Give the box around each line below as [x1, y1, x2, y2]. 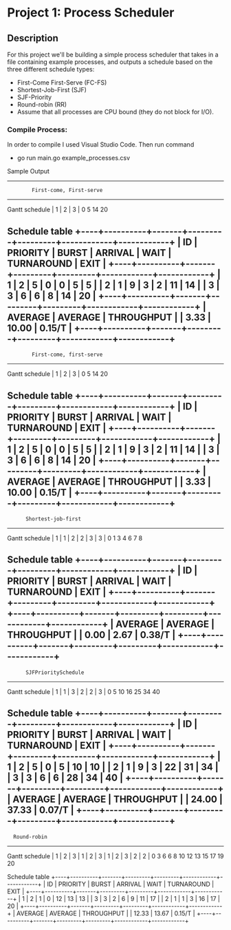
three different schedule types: [7, 65, 95, 73]
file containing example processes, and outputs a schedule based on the [7, 58, 213, 66]
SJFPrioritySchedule [25, 669, 85, 676]
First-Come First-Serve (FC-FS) [16, 78, 107, 87]
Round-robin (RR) [16, 101, 67, 108]
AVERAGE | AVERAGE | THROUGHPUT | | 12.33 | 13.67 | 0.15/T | [16, 909, 195, 917]
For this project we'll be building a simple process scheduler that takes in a [7, 50, 219, 59]
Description [7, 32, 58, 44]
